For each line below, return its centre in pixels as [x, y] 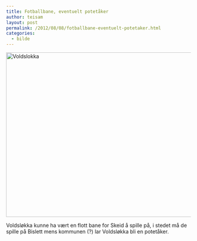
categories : [21, 34]
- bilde [21, 39]
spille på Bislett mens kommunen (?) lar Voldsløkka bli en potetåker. [87, 232]
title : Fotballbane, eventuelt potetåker [57, 11]
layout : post [22, 22]
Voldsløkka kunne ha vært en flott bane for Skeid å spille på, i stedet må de [97, 225]
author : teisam [25, 17]
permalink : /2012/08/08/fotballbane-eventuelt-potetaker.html [84, 28]
